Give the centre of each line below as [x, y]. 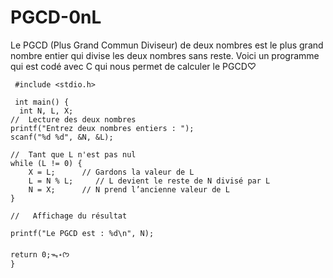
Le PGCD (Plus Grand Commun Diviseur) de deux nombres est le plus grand [167, 45]
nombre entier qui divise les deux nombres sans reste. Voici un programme [165, 55]
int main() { [42, 102]
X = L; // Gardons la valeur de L [111, 172]
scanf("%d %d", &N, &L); [62, 137]
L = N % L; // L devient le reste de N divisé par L [149, 181]
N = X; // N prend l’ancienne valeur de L [129, 189]
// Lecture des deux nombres [73, 119]
